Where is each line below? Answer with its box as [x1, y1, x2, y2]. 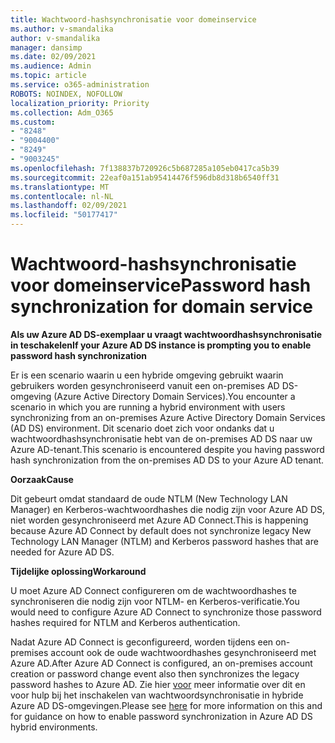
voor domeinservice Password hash [10, 274, 312, 297]
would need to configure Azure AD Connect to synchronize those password [10, 606, 322, 618]
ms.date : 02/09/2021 [10, 52, 97, 62]
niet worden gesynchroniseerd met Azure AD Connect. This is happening [10, 514, 309, 526]
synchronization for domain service [10, 296, 313, 318]
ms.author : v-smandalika [10, 24, 114, 34]
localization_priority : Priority [10, 98, 150, 108]
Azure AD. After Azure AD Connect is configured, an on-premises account [10, 657, 313, 669]
